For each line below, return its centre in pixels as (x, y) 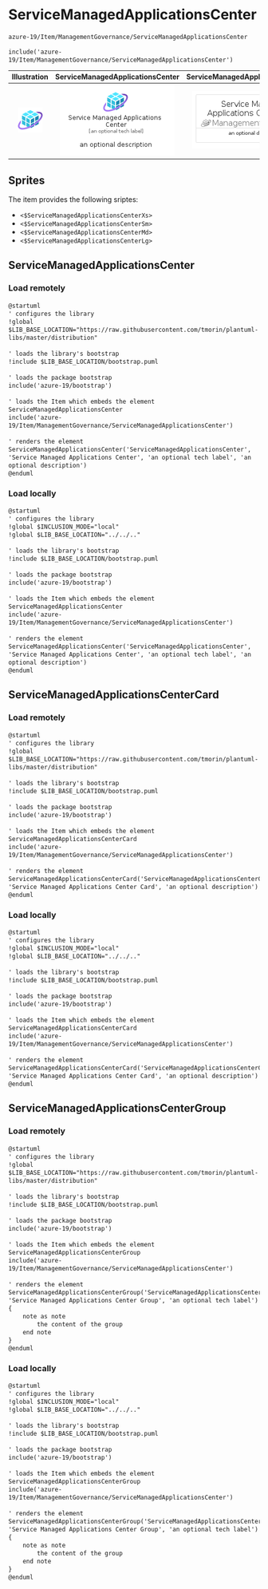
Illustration (30, 77)
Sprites (27, 180)
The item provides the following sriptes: (73, 200)
